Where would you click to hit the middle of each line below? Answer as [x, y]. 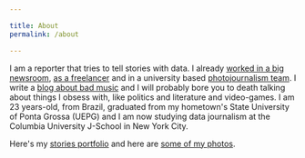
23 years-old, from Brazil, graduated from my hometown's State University [149, 106]
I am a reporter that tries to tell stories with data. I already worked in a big [147, 68]
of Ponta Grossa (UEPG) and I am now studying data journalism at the [140, 116]
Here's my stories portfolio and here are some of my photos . [122, 143]
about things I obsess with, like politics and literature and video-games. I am [152, 97]
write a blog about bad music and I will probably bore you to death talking [147, 87]
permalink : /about [44, 34]
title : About [34, 25]
